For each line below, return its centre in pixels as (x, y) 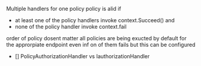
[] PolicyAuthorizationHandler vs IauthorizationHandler (82, 56)
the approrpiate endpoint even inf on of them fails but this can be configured (101, 45)
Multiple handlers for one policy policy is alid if (64, 9)
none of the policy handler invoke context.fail (71, 27)
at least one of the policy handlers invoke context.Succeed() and (95, 20)
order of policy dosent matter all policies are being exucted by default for (97, 38)
